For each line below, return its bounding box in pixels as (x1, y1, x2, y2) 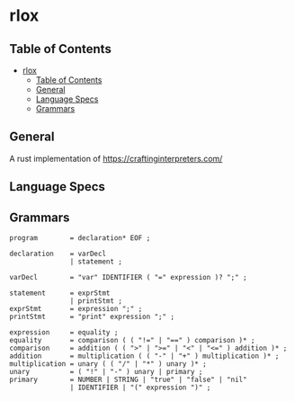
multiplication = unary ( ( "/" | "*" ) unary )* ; (9, 360, 207, 369)
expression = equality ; (9, 328, 119, 337)
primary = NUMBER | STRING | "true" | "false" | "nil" (9, 375, 247, 385)
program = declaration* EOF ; (9, 234, 151, 243)
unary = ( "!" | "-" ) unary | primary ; (9, 368, 203, 377)
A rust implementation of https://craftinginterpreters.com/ (9, 153, 223, 164)
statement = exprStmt (9, 289, 111, 298)
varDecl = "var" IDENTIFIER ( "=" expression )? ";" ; (9, 273, 247, 282)
